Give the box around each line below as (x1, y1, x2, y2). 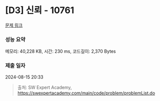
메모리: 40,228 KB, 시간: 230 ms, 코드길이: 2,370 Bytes (5, 48, 116, 54)
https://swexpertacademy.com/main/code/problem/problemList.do (17, 90, 155, 96)
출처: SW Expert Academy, (17, 84, 72, 90)
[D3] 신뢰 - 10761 (5, 5, 74, 16)
